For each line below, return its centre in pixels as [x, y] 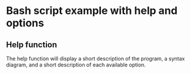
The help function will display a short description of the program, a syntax [95, 59]
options [25, 23]
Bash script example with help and [92, 11]
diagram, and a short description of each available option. [76, 65]
